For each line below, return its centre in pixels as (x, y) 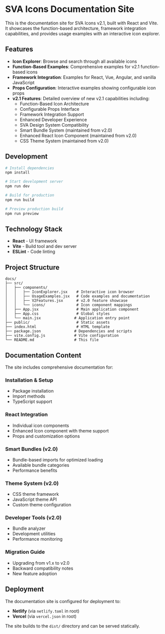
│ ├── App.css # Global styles (58, 314)
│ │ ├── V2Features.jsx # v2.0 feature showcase (66, 301)
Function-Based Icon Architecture (54, 104)
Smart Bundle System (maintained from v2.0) (66, 130)
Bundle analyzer (29, 528)
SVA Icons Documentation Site (70, 9)
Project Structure (32, 267)
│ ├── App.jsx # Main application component (72, 310)
